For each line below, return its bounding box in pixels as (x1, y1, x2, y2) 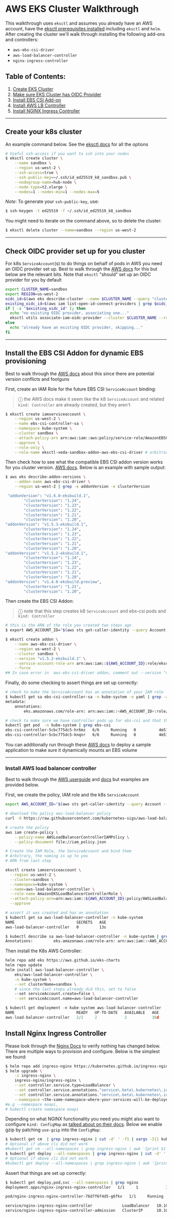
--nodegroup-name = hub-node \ (14, 179, 77, 185)
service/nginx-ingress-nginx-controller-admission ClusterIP (5, 1208, 143, 1213)
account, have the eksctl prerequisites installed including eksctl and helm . (5, 25, 161, 31)
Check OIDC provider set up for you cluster (5, 247, 145, 255)
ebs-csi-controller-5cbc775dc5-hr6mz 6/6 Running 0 (5, 728, 137, 733)
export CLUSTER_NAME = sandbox (5, 287, 68, 292)
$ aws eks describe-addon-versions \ (5, 474, 86, 479)
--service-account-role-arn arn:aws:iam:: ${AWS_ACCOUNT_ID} (14, 661, 145, 666)
